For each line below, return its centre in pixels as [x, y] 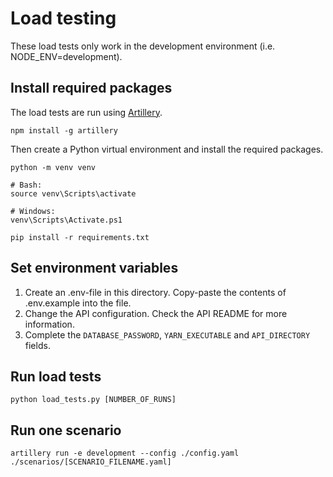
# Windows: [33, 211]
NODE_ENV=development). [66, 56]
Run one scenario [66, 430]
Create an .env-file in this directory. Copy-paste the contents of [155, 292]
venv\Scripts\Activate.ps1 [66, 220]
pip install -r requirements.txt [80, 237]
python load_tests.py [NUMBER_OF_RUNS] [93, 400]
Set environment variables [94, 268]
